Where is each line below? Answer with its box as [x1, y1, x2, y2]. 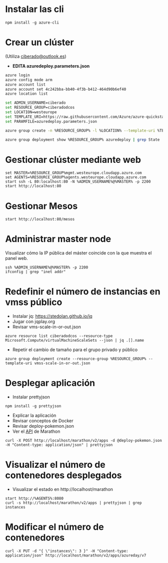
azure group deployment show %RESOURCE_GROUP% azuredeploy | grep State [5, 137, 160, 142]
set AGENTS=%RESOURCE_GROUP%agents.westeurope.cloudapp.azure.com [5, 175, 146, 180]
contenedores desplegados [5, 470, 122, 481]
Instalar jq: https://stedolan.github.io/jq [12, 313, 92, 319]
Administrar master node [5, 233, 111, 245]
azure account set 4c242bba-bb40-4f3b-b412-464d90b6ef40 [5, 87, 126, 92]
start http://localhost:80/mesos [5, 217, 75, 222]
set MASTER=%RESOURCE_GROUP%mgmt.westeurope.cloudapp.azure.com [5, 170, 142, 176]
